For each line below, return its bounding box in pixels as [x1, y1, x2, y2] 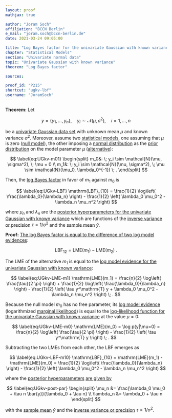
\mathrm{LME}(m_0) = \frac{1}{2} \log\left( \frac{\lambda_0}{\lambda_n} [9, 359, 163, 366]
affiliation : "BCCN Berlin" [5, 26, 66, 31]
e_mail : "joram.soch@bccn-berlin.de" [5, 31, 86, 37]
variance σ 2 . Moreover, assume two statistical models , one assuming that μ [5, 134, 164, 141]
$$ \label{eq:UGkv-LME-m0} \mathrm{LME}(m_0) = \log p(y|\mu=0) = [12, 323, 160, 330]
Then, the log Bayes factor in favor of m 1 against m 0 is [5, 176, 119, 184]
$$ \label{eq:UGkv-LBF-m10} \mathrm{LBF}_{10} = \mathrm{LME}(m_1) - [9, 354, 163, 360]
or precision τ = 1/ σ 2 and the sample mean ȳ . [5, 221, 100, 228]
